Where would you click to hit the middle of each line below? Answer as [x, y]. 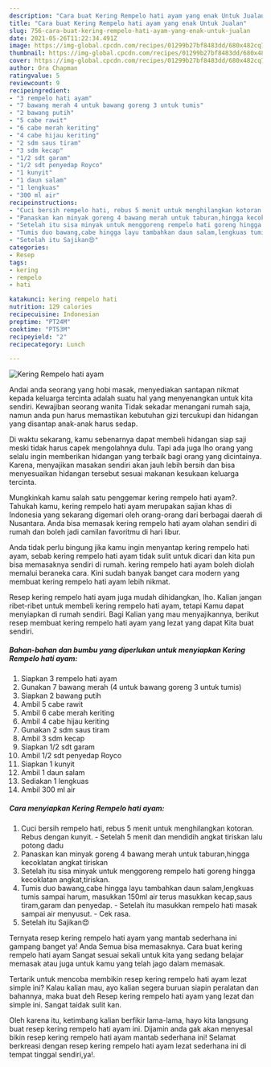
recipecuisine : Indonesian [54, 314]
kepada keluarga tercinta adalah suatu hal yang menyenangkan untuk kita [131, 398]
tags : [18, 262]
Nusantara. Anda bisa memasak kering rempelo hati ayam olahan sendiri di [133, 523]
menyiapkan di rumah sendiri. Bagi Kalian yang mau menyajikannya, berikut [134, 614]
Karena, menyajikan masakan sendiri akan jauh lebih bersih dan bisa [122, 465]
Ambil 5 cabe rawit [52, 704]
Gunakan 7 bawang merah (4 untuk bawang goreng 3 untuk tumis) [131, 687]
